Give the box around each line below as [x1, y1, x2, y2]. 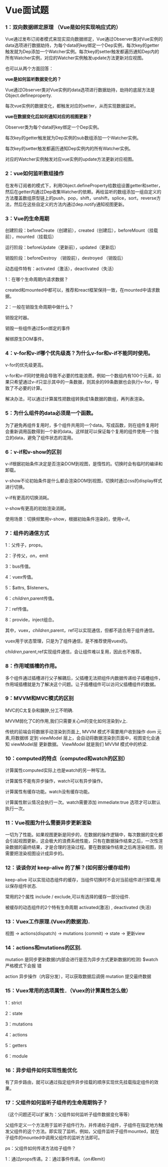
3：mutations [5, 1021, 33, 1027]
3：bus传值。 [5, 563, 33, 570]
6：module [5, 1053, 28, 1059]
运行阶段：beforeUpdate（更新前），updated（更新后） [5, 244, 119, 250]
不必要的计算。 [13, 385, 45, 392]
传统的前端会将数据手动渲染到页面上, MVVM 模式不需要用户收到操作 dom [5, 728, 156, 734]
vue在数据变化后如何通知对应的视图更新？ [5, 113, 92, 119]
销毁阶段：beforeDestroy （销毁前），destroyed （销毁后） [5, 255, 126, 261]
